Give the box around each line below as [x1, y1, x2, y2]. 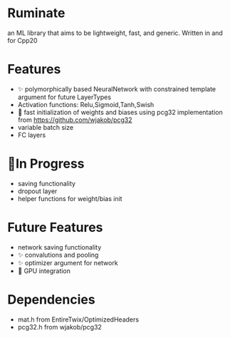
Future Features [7, 220, 103, 235]
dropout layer [17, 187, 58, 195]
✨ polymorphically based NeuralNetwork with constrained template [17, 84, 216, 93]
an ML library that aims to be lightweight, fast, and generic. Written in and [7, 29, 223, 37]
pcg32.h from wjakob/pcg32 [17, 322, 102, 331]
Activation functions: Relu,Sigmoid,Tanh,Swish [17, 100, 155, 108]
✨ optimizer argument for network [17, 258, 119, 267]
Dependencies [7, 291, 95, 307]
